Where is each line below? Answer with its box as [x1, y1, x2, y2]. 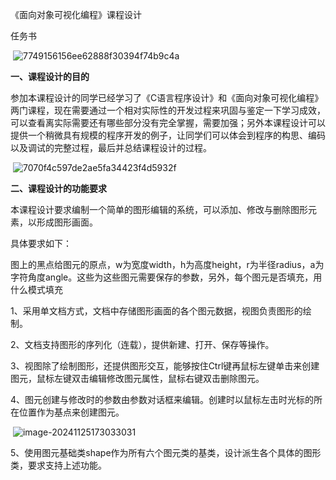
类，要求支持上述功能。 [10, 459, 107, 471]
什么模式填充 [10, 284, 63, 295]
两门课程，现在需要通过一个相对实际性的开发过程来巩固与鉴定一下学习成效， [10, 104, 326, 116]
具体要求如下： [10, 238, 72, 249]
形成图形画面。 [36, 216, 98, 228]
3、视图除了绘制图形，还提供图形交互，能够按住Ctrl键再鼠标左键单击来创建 [10, 360, 320, 372]
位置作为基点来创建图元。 [18, 406, 125, 418]
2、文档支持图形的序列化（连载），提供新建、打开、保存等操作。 [10, 339, 275, 350]
